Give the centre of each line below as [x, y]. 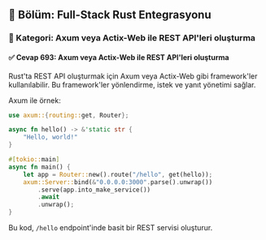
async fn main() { [39, 167]
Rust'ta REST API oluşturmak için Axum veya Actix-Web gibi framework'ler [133, 76]
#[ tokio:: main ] [34, 160]
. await [49, 197]
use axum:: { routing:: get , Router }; [69, 115]
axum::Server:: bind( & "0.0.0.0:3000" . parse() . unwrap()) [118, 182]
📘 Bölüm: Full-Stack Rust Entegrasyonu [110, 15]
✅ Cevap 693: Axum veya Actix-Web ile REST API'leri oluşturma [119, 57]
